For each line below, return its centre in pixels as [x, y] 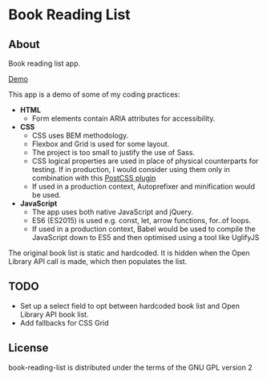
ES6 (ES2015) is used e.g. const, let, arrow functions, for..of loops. [142, 220]
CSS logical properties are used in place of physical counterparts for [145, 161]
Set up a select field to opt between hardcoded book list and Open [130, 306]
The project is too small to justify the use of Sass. [113, 152]
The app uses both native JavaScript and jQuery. [113, 212]
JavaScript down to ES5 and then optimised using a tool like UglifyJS [146, 237]
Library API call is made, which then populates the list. [98, 261]
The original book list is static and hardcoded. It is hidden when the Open [129, 253]
